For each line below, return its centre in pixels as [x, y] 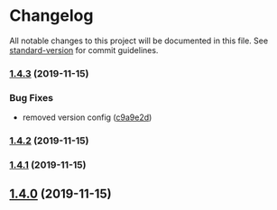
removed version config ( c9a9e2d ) [87, 117]
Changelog [51, 16]
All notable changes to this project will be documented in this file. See [139, 41]
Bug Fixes [32, 97]
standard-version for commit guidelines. [84, 50]
